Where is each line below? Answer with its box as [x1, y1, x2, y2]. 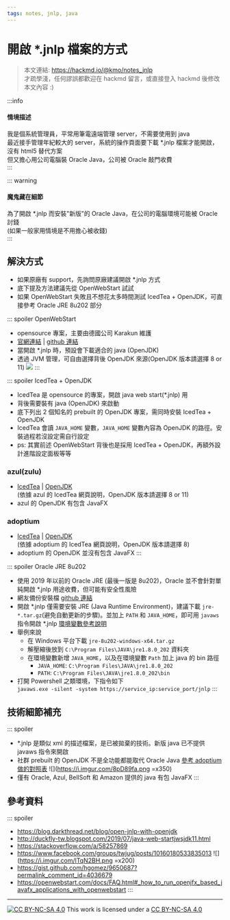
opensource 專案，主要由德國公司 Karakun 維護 [16, 328, 152, 337]
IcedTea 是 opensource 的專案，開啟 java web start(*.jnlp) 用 [16, 390, 188, 398]
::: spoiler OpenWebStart [7, 315, 77, 323]
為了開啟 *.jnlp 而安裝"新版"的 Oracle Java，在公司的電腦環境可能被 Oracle [7, 209, 218, 217]
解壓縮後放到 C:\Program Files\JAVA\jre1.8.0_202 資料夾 [27, 645, 190, 653]
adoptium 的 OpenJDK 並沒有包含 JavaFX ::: [16, 549, 142, 557]
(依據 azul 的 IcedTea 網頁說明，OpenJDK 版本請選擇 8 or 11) [16, 491, 190, 499]
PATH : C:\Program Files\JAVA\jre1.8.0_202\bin [37, 669, 170, 677]
